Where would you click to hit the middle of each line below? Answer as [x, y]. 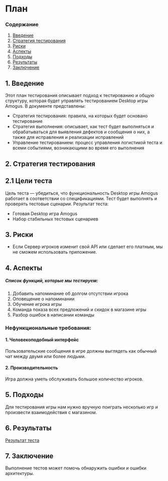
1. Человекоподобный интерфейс [42, 340]
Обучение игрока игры [37, 304]
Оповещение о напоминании [43, 299]
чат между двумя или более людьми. [46, 356]
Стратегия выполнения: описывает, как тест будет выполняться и [83, 127]
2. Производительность [32, 368]
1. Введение [25, 83]
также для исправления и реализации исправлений [68, 137]
